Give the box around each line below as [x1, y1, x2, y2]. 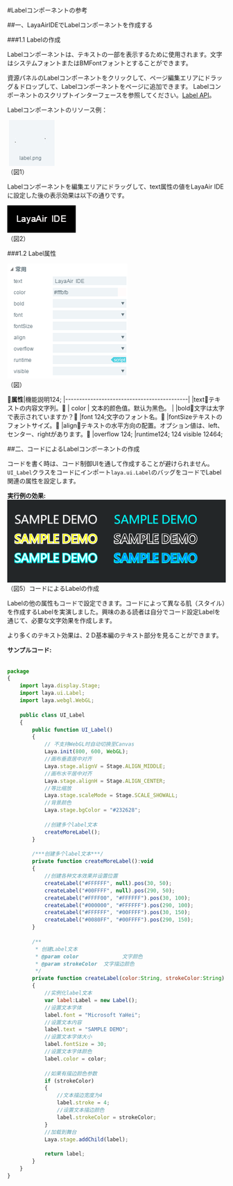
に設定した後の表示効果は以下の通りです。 [7, 191, 128, 199]
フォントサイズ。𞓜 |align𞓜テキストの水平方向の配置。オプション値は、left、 [7, 422, 224, 429]
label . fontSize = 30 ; [44, 1041, 107, 1048]
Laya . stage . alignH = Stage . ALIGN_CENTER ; [44, 777, 166, 784]
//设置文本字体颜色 [44, 1048, 92, 1056]
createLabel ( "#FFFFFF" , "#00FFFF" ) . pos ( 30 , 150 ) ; [44, 909, 191, 916]
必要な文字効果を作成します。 [31, 616, 116, 624]
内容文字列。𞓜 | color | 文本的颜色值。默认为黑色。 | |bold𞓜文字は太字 [25, 404, 225, 412]
